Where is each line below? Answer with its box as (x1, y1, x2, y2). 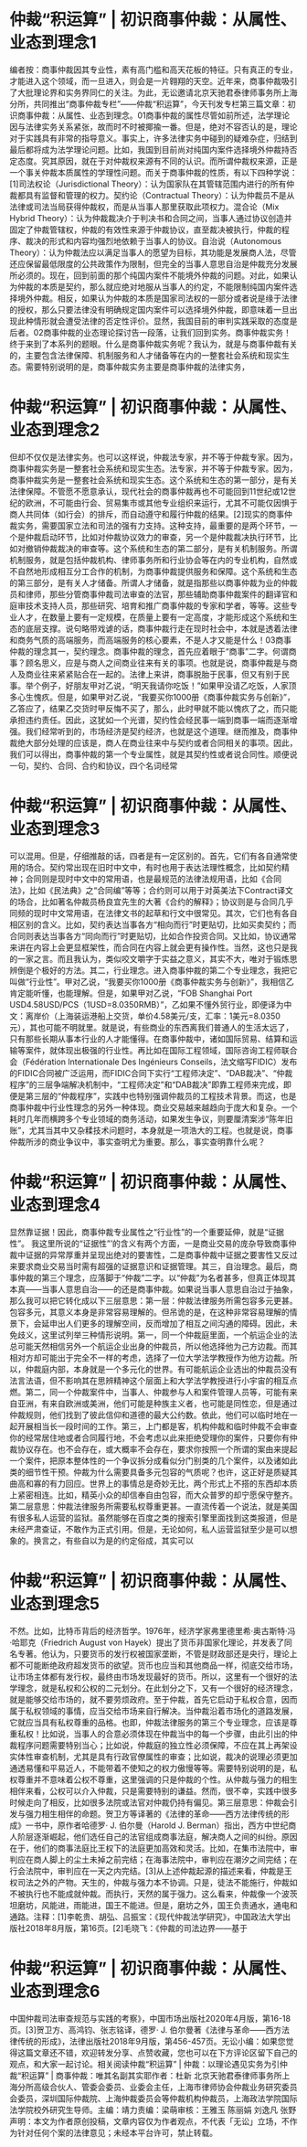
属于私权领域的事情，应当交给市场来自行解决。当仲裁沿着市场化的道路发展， (9, 1705, 298, 1716)
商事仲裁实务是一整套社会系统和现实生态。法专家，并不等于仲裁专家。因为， (9, 463, 298, 474)
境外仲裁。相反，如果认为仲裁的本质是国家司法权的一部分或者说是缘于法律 (16, 293, 298, 304)
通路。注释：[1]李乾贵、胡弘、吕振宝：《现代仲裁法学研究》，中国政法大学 (9, 1911, 283, 1922)
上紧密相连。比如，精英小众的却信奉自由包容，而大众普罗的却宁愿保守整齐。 (9, 1489, 298, 1501)
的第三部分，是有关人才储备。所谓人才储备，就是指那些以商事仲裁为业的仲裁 (9, 577, 298, 588)
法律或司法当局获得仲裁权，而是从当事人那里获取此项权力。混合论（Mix (9, 201, 280, 212)
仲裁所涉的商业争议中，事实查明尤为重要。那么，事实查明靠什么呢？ (9, 1136, 266, 1147)
